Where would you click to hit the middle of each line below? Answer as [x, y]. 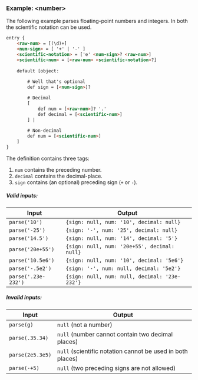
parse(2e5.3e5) [30, 355]
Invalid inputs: [24, 298]
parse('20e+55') [32, 249]
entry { [16, 38]
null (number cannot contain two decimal [115, 334]
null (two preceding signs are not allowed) [116, 368]
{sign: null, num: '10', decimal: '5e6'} [125, 260]
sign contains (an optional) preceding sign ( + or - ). [76, 182]
